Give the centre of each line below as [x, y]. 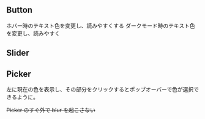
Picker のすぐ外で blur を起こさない [51, 110]
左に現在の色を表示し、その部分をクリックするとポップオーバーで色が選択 [100, 90]
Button [19, 10]
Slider [18, 53]
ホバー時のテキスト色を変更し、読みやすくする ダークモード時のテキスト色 [101, 25]
